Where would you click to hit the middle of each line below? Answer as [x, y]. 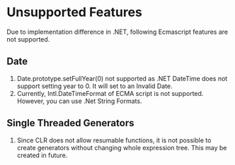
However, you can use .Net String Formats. [79, 101]
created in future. [42, 155]
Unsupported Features [75, 12]
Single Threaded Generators [70, 123]
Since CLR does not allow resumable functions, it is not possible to [114, 140]
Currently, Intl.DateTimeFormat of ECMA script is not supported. [110, 93]
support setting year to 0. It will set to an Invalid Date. [94, 86]
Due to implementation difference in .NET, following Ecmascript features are [117, 32]
